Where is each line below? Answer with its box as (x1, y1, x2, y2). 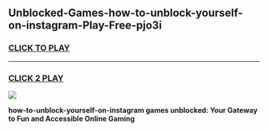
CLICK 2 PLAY (8, 72, 64, 83)
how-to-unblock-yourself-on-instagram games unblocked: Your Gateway (8, 105, 258, 114)
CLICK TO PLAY (8, 43, 70, 54)
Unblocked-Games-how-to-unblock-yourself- (8, 6, 243, 20)
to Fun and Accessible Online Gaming (8, 114, 136, 123)
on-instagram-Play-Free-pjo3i (8, 19, 162, 33)
